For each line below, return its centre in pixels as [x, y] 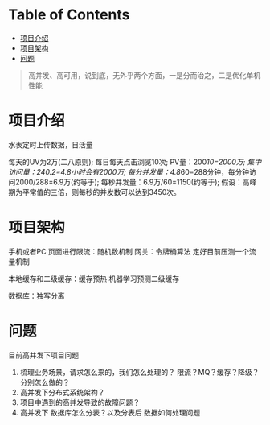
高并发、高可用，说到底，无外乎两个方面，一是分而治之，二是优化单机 [144, 75]
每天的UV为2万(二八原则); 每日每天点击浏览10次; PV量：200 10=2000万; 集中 [135, 162]
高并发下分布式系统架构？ [62, 392]
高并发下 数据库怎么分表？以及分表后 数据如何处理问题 [110, 412]
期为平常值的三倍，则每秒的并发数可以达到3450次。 [94, 192]
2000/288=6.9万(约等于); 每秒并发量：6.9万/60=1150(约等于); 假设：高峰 [136, 182]
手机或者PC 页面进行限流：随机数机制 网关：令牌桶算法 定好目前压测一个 [129, 251]
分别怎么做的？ [45, 382]
